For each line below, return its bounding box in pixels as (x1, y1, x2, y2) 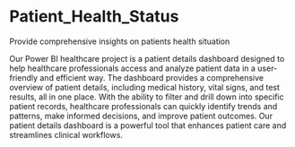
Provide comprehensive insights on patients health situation (9, 36, 230, 47)
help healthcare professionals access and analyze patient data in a (9, 63, 256, 73)
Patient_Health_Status (9, 6, 179, 27)
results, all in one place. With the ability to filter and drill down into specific (9, 91, 284, 102)
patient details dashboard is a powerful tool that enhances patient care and (9, 119, 287, 131)
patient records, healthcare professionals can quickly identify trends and (9, 100, 278, 111)
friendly (9, 72, 39, 82)
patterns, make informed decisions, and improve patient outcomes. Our (9, 110, 273, 121)
